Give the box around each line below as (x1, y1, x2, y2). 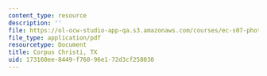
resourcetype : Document (8, 41, 87, 49)
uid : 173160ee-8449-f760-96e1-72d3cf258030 (8, 56, 155, 64)
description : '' (8, 19, 62, 27)
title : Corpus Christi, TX (8, 48, 98, 56)
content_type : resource (8, 11, 87, 20)
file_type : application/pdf (8, 33, 102, 42)
